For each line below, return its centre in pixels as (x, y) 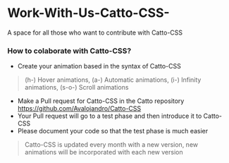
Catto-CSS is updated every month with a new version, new (111, 145)
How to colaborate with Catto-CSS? (69, 51)
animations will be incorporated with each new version (104, 152)
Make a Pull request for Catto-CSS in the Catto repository (101, 101)
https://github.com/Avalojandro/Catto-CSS (79, 109)
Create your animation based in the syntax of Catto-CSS (99, 66)
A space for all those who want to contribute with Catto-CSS (95, 32)
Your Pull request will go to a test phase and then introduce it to (110, 116)
